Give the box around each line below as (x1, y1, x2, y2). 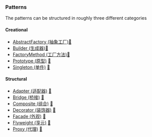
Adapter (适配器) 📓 (12, 88, 52, 94)
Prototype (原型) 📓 (12, 57, 51, 64)
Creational (5, 26, 28, 32)
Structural (5, 76, 27, 82)
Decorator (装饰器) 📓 (12, 107, 56, 113)
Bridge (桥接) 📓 (12, 94, 45, 100)
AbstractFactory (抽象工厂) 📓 (12, 39, 72, 45)
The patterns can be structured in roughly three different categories (5, 15, 147, 21)
